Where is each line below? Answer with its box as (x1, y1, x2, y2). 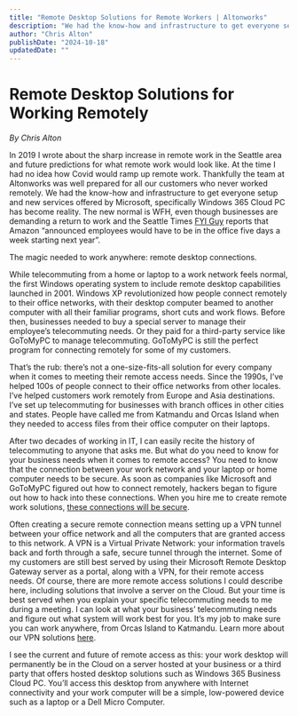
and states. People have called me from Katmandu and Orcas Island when (9, 410, 279, 420)
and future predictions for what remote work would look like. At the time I (9, 159, 277, 170)
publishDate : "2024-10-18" (9, 37, 109, 47)
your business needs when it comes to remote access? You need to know (9, 455, 278, 465)
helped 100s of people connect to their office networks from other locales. (9, 381, 281, 392)
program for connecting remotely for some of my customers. (9, 345, 231, 355)
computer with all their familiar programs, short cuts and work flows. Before (9, 307, 286, 318)
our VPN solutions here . (9, 632, 97, 643)
